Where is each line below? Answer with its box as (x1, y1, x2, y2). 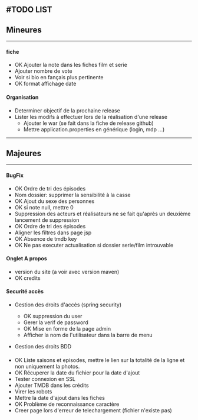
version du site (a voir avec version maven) (14, 268, 120, 275)
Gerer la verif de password (23, 319, 88, 326)
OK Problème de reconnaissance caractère (14, 400, 120, 408)
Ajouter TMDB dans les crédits (14, 382, 90, 389)
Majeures (6, 148, 42, 159)
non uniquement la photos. (14, 363, 80, 370)
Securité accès (6, 288, 44, 295)
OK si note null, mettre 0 (14, 203, 74, 211)
